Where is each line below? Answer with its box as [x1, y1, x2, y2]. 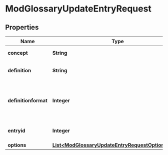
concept [7, 50, 28, 56]
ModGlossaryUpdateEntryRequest [5, 3, 151, 15]
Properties [5, 23, 39, 32]
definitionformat [7, 97, 47, 104]
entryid [7, 127, 26, 134]
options [7, 141, 26, 148]
